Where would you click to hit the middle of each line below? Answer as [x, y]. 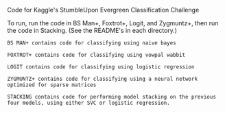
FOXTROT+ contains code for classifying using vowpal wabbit [96, 55]
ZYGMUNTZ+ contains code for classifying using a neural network [102, 79]
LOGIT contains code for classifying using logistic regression [101, 67]
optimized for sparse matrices [52, 85]
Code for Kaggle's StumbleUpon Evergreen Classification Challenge [103, 10]
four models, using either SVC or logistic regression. [88, 103]
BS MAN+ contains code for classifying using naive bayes [92, 43]
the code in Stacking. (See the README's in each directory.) [92, 30]
